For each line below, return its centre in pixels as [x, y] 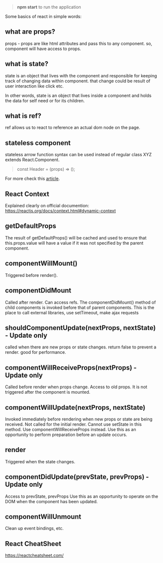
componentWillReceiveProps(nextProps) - [71, 368]
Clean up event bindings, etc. [35, 528]
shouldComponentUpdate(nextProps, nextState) [81, 328]
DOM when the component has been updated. [52, 501]
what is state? [27, 64]
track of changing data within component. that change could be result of [78, 81]
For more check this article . [32, 179]
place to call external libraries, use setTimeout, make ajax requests [72, 312]
